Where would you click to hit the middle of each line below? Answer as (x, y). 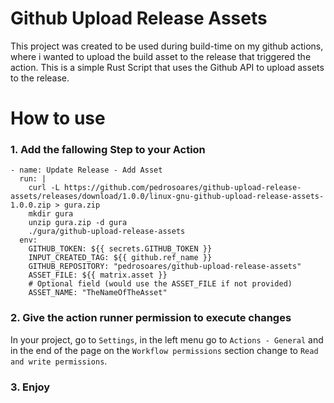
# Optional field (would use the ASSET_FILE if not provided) (160, 284)
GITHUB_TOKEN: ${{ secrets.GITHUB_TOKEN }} (120, 249)
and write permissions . (59, 361)
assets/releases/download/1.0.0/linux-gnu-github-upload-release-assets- (167, 197)
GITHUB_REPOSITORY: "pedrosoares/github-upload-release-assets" (165, 267)
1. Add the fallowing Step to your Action (108, 150)
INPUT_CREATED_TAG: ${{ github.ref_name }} (120, 258)
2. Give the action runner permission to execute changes (151, 318)
